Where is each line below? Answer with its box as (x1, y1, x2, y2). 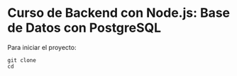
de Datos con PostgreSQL (7, 20, 162, 36)
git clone (7, 56, 37, 64)
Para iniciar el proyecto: (7, 43, 77, 51)
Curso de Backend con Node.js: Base (7, 5, 231, 21)
